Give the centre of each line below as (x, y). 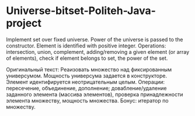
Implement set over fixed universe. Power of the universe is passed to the (95, 39)
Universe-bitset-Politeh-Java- (81, 11)
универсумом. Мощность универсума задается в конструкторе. (87, 76)
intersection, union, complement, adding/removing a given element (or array (98, 52)
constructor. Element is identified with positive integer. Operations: (86, 46)
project (24, 23)
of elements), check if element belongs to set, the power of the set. (87, 58)
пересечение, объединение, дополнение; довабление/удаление (86, 88)
